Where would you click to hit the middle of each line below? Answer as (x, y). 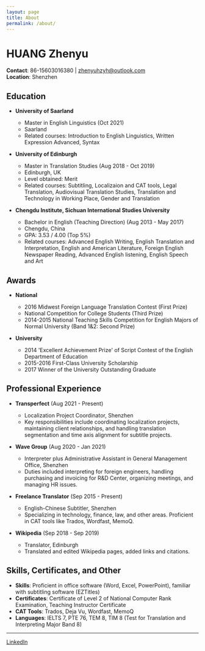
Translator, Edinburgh (51, 545)
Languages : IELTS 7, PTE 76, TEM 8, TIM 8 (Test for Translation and (100, 617)
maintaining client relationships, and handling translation (95, 428)
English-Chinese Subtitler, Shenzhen (70, 508)
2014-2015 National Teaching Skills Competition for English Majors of (111, 320)
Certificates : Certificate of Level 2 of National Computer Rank (93, 598)
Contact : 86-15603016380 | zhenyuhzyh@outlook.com (76, 70)
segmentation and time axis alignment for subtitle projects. (98, 435)
